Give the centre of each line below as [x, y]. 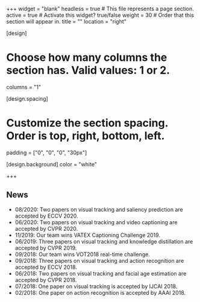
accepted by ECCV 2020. [46, 216]
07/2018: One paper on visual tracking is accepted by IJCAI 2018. [96, 286]
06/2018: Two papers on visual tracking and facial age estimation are [101, 273]
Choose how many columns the [87, 58]
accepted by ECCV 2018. [46, 267]
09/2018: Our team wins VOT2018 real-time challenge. [83, 254]
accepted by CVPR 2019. [46, 248]
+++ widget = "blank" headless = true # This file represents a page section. [100, 9]
